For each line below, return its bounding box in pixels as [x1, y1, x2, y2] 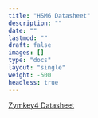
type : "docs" [8, 57, 52, 65]
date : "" [8, 26, 37, 34]
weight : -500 [8, 71, 52, 79]
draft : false [8, 41, 52, 49]
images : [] [8, 49, 45, 57]
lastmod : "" [8, 33, 48, 42]
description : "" [8, 19, 62, 27]
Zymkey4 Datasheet [8, 100, 75, 110]
